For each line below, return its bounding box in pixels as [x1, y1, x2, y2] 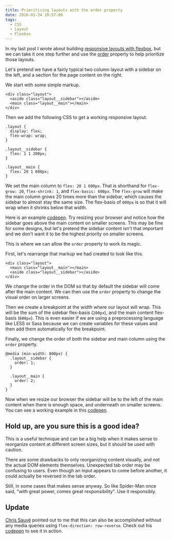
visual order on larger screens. [5, 294, 70, 300]
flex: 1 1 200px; [10, 151, 47, 156]
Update [5, 503, 30, 512]
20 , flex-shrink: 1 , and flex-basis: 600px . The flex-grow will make [18, 188, 163, 194]
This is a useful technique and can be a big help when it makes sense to [5, 435, 158, 442]
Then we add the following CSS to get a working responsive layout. [5, 114, 147, 120]
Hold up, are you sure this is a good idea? [5, 422, 140, 431]
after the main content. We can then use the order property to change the [5, 289, 161, 294]
